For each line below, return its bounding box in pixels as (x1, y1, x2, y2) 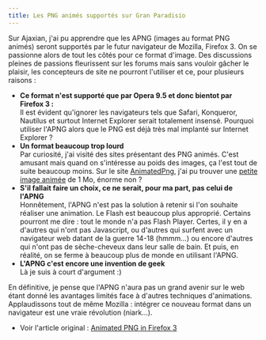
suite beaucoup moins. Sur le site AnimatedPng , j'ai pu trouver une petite (19, 166, 258, 176)
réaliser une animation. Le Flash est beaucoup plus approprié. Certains (19, 208, 251, 217)
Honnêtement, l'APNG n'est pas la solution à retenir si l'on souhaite (19, 199, 238, 210)
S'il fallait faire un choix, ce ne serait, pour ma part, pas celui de (19, 183, 234, 192)
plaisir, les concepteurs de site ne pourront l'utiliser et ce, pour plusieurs (8, 66, 245, 76)
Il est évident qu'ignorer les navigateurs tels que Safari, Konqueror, (19, 108, 237, 117)
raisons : (8, 75, 36, 85)
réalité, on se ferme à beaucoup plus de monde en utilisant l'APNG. (19, 250, 239, 259)
